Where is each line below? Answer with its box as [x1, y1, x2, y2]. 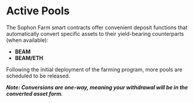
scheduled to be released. [6, 72, 70, 79]
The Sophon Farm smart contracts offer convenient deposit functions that [6, 24, 188, 31]
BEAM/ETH [14, 54, 44, 61]
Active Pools [6, 4, 70, 18]
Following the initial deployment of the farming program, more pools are [6, 65, 183, 73]
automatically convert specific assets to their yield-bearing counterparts [6, 30, 184, 37]
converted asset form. [6, 90, 63, 97]
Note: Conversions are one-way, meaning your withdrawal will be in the [6, 83, 188, 90]
